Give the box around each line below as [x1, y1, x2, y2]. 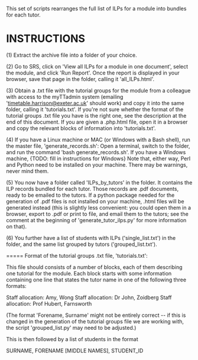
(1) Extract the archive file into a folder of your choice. [6, 51, 137, 59]
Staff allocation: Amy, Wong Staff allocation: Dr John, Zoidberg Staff [6, 294, 172, 301]
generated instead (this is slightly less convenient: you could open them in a [6, 204, 191, 211]
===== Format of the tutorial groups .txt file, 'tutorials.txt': [6, 252, 148, 259]
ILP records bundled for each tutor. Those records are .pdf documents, [6, 185, 179, 192]
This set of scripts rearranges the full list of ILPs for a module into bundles [6, 5, 187, 12]
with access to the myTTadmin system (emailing [6, 93, 124, 100]
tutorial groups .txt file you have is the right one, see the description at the [6, 112, 187, 119]
